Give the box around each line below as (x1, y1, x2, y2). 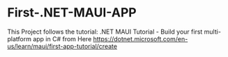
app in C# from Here (32, 34, 92, 43)
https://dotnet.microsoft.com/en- (93, 34, 188, 43)
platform (7, 34, 31, 43)
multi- (204, 27, 222, 36)
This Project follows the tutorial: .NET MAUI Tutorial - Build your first (7, 27, 203, 36)
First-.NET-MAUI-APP (7, 5, 137, 21)
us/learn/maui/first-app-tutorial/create (7, 42, 117, 50)
